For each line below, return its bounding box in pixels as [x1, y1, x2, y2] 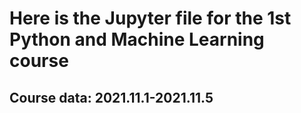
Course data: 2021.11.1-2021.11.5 [9, 89, 214, 106]
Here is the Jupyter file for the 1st [9, 7, 292, 30]
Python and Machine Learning [9, 28, 265, 51]
